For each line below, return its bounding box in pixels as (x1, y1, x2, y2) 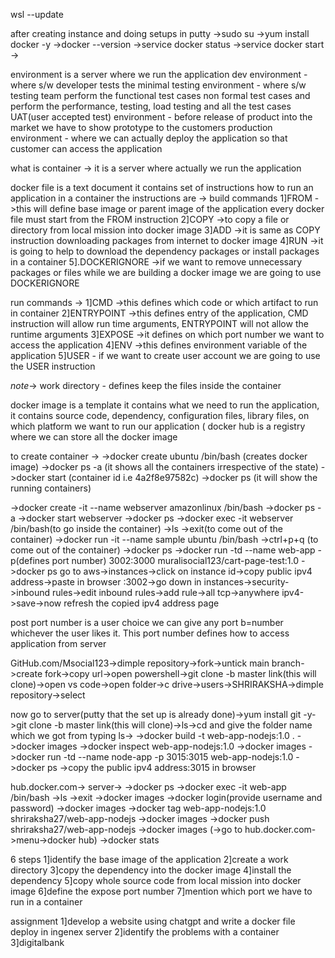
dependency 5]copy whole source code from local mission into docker (10, 875, 302, 886)
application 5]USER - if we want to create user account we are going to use (10, 350, 321, 361)
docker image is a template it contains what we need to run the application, (10, 399, 320, 411)
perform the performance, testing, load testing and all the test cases (10, 100, 292, 112)
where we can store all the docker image (10, 431, 178, 443)
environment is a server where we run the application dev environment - (10, 69, 308, 80)
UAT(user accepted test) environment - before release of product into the (10, 111, 313, 123)
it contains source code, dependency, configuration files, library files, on (10, 410, 310, 421)
